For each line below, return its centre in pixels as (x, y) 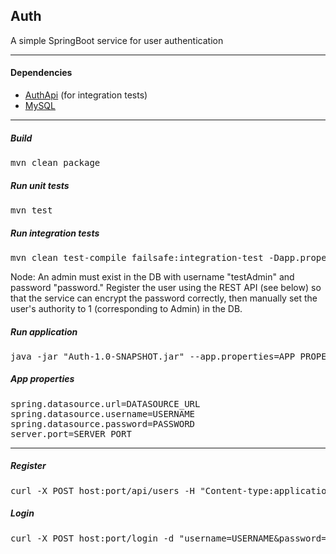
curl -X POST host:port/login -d (92, 538)
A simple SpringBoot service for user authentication (117, 40)
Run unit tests (40, 185)
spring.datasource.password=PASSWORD (103, 423)
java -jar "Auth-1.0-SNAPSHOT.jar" (97, 356)
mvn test (31, 210)
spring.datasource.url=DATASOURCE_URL (105, 403)
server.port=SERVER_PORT (71, 433)
